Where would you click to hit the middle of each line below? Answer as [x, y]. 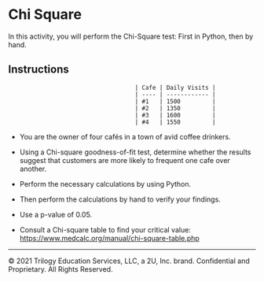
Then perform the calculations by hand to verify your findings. [120, 199]
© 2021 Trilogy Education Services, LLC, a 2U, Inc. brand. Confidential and [129, 261]
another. [33, 169]
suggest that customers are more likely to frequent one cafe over [125, 160]
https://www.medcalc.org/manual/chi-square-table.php [110, 238]
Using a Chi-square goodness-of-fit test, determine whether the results [135, 152]
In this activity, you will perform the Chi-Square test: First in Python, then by [131, 36]
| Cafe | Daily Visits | [175, 87]
